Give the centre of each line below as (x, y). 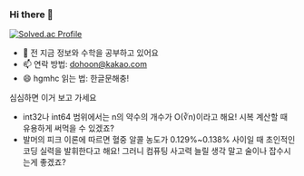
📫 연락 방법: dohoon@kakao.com (85, 64)
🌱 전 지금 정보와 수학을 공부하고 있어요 (90, 53)
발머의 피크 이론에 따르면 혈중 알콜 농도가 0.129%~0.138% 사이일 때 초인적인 (159, 140)
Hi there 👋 (32, 15)
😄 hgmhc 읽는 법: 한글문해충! (76, 78)
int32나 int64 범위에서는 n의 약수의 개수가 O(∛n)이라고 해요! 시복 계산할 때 (155, 117)
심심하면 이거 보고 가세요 (53, 98)
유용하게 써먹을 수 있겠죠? (69, 128)
